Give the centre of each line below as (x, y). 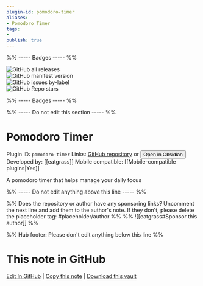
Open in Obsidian (163, 154)
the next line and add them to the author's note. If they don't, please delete (100, 210)
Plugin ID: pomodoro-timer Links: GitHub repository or (73, 154)
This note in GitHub (56, 260)
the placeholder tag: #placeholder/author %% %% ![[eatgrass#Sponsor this (102, 216)
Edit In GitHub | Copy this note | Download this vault (72, 276)
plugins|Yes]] (23, 168)
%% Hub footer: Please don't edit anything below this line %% (85, 234)
